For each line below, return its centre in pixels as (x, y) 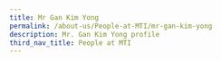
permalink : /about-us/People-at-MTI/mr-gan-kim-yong (111, 26)
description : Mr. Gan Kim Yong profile (85, 34)
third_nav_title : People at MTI (70, 43)
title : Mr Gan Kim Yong (54, 17)
